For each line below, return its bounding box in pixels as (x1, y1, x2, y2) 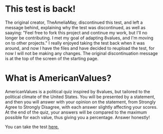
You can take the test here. (5, 124, 59, 130)
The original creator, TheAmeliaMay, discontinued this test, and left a (5, 19, 143, 25)
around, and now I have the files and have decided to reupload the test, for (5, 45, 155, 51)
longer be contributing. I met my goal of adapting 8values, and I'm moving (5, 35, 154, 41)
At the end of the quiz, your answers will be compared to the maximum (5, 109, 147, 115)
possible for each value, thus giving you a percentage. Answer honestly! (5, 114, 150, 120)
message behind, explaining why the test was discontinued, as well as (5, 24, 146, 30)
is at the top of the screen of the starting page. (5, 55, 99, 61)
